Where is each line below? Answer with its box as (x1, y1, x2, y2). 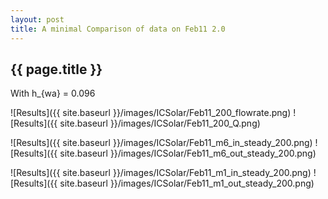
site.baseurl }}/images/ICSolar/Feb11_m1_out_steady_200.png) (59, 177, 315, 190)
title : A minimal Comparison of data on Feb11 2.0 (10, 24, 226, 34)
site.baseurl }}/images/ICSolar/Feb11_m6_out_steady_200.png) (59, 147, 317, 160)
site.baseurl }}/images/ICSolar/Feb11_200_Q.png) (59, 117, 261, 130)
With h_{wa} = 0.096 (10, 87, 96, 100)
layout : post (10, 14, 65, 25)
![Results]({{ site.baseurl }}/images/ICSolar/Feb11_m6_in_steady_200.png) (10, 137, 313, 149)
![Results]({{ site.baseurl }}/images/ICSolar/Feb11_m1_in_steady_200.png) (10, 167, 312, 179)
